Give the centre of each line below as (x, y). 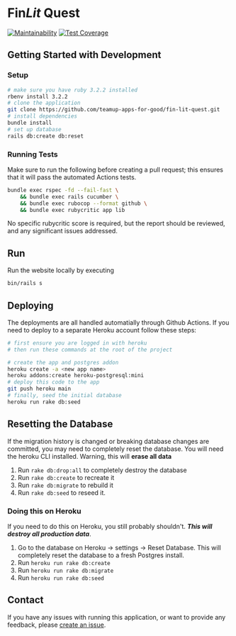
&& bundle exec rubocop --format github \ (84, 203)
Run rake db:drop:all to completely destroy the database (102, 470)
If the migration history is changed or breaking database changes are (108, 441)
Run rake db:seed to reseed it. (62, 492)
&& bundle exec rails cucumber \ (69, 196)
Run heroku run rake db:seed (61, 578)
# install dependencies (43, 116)
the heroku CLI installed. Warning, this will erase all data (90, 456)
